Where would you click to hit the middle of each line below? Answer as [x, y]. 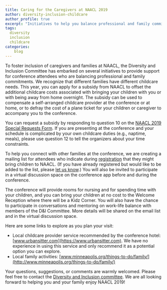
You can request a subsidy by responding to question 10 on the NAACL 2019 [83, 123]
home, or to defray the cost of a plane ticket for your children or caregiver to [83, 108]
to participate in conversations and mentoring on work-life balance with [78, 205]
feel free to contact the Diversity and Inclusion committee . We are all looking [83, 277]
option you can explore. [37, 251]
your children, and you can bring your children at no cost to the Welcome [80, 195]
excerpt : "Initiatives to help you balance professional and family [78, 24]
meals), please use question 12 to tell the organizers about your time [75, 139]
